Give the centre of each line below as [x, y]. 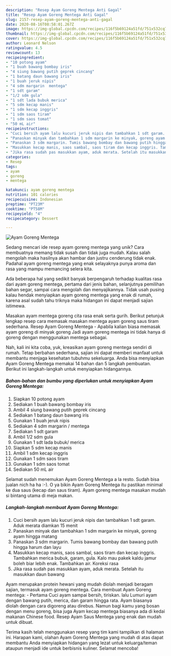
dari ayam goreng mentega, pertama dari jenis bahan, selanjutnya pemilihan [85, 284]
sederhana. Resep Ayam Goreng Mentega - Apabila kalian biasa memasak [83, 326]
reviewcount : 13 [23, 53]
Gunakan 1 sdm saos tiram [41, 459]
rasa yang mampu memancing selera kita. [49, 269]
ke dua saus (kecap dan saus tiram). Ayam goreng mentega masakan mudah [86, 490]
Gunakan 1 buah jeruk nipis [41, 421]
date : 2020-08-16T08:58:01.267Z [40, 24]
